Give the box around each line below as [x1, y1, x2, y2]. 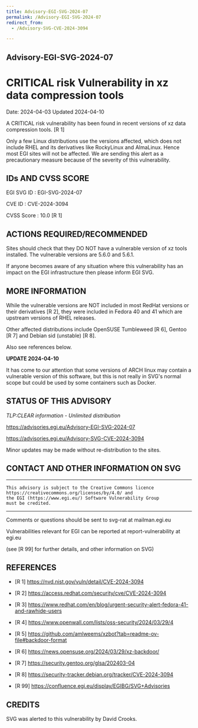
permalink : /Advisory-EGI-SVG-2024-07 [6, 14, 101, 20]
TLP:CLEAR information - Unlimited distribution [6, 412, 121, 419]
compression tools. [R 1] [6, 125, 65, 133]
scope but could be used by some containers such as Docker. [6, 379, 156, 386]
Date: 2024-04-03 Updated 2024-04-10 [6, 108, 104, 115]
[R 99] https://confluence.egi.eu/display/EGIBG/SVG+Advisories [14, 682, 170, 690]
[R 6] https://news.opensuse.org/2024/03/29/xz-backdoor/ [14, 648, 160, 655]
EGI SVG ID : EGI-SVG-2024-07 [6, 189, 82, 196]
